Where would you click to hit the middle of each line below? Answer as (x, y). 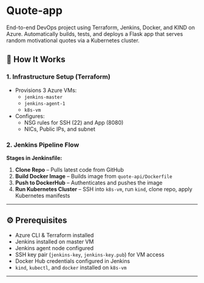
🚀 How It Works (36, 59)
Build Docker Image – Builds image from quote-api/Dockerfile (93, 176)
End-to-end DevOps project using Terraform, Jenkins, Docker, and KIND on (101, 27)
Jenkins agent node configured (54, 248)
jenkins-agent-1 (45, 103)
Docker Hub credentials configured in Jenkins (73, 261)
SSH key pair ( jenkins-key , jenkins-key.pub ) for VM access (90, 254)
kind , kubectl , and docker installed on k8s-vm (71, 267)
